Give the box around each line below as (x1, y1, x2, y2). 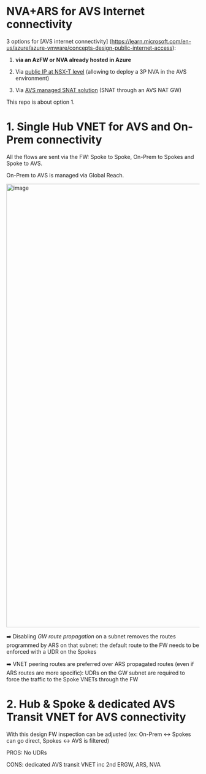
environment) (15, 74, 50, 82)
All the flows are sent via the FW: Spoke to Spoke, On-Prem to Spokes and (6, 153, 194, 160)
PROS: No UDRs (6, 749, 47, 756)
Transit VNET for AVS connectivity (6, 710, 186, 724)
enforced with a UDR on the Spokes (6, 648, 97, 655)
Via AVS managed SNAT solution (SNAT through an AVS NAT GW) (15, 86, 182, 93)
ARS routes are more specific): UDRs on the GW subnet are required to (6, 669, 185, 676)
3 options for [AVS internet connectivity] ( (6, 37, 112, 45)
